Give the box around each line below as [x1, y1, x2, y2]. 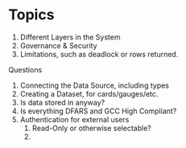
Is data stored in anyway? [19, 97, 105, 107]
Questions [8, 64, 43, 74]
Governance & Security [19, 40, 98, 50]
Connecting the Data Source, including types [19, 80, 170, 90]
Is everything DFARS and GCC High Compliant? [19, 106, 177, 116]
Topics [8, 6, 55, 24]
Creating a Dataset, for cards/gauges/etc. [19, 88, 159, 98]
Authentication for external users [19, 114, 130, 124]
